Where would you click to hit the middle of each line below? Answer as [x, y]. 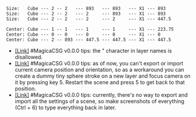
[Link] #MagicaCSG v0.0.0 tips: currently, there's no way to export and [101, 95]
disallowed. [29, 57]
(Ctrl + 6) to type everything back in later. [65, 107]
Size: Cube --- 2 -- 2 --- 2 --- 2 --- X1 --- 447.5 [88, 19]
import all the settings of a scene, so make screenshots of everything [99, 101]
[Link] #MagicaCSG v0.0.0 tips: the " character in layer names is [93, 51]
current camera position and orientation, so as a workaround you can [99, 69]
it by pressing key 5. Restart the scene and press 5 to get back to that [100, 82]
